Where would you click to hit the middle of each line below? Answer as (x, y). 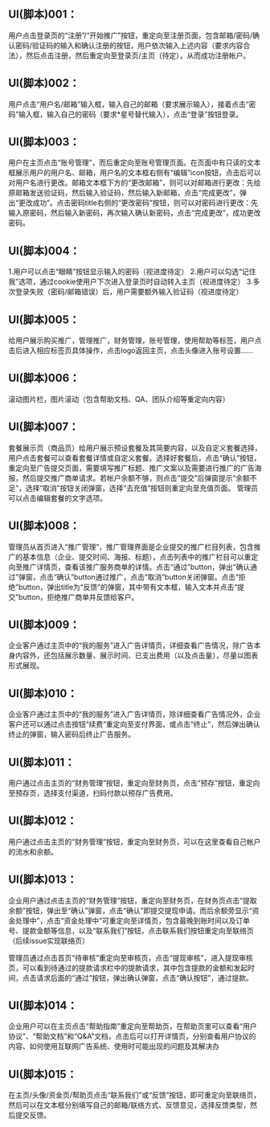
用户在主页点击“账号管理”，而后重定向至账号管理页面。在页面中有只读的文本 (135, 162)
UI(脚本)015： (43, 1074)
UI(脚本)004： (44, 250)
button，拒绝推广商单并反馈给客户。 (79, 596)
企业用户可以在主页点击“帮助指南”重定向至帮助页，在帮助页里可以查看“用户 (133, 1027)
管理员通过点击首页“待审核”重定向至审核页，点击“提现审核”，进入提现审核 (131, 957)
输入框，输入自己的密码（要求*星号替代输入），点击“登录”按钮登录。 (131, 114)
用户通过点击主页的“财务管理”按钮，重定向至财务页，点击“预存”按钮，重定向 (134, 783)
